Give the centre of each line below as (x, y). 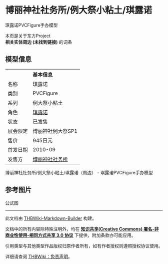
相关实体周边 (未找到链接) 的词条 (39, 42)
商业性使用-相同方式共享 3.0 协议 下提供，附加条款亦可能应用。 (70, 235)
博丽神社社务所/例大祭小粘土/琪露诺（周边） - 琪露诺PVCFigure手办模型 (79, 172)
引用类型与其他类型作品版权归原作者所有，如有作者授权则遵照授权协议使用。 (84, 245)
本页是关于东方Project (28, 36)
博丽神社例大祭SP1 (55, 131)
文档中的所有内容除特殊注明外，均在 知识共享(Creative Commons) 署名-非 (82, 229)
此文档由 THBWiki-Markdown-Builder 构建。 (51, 218)
